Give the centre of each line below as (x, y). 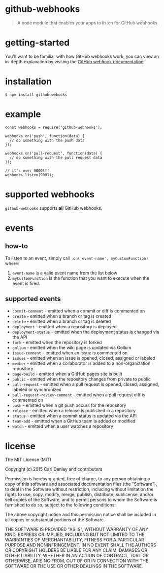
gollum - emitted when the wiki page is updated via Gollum (72, 347)
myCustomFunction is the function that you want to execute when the (81, 278)
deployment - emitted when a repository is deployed (65, 326)
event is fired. (26, 283)
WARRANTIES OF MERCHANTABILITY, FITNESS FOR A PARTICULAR (75, 540)
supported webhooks (50, 194)
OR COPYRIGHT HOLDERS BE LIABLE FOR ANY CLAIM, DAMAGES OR (76, 550)
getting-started (37, 43)
